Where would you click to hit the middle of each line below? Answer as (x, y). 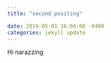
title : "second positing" (45, 13)
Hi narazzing (25, 52)
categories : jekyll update (46, 33)
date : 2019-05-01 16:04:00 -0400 (56, 26)
